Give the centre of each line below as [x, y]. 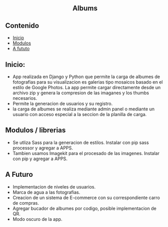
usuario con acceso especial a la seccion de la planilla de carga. [79, 115]
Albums [85, 8]
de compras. [26, 203]
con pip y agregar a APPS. [40, 159]
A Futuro [19, 175]
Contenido [22, 26]
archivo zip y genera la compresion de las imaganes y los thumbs [81, 93]
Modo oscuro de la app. [37, 219]
